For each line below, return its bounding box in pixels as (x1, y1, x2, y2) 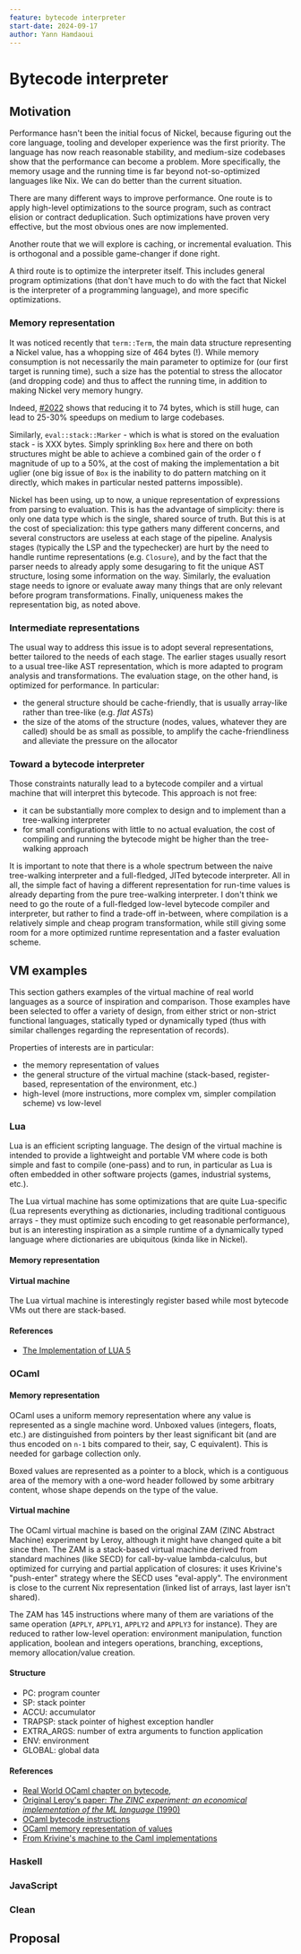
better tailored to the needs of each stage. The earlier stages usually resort (9, 651, 287, 662)
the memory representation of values (21, 1060, 159, 1070)
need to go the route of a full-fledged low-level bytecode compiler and (9, 899, 271, 910)
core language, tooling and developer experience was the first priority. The (9, 137, 286, 148)
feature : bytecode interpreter (9, 13, 126, 22)
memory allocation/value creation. (9, 1647, 136, 1658)
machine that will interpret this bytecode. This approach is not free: (9, 788, 257, 798)
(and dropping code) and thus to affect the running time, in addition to (9, 375, 267, 386)
